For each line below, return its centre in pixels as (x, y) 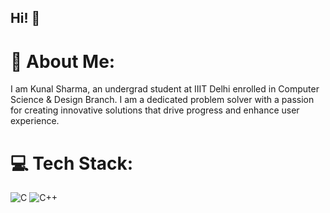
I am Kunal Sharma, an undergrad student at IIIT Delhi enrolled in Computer (165, 89)
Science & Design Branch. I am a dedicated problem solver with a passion (162, 100)
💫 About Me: (63, 61)
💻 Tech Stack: (72, 163)
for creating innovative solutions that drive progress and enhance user (155, 110)
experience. (35, 121)
